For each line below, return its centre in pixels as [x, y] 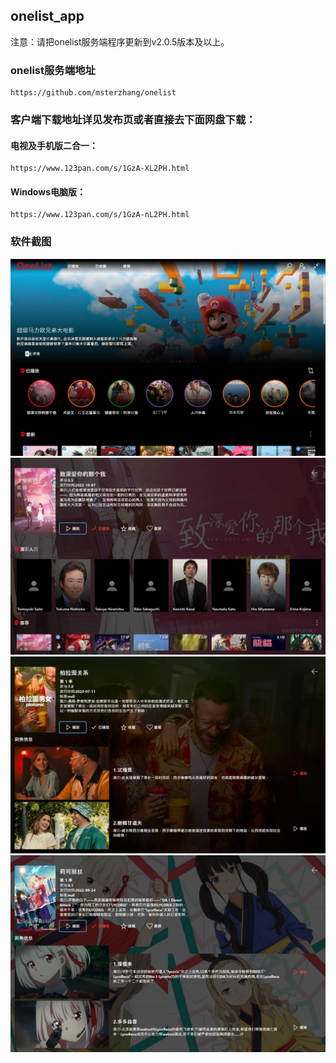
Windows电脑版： [48, 191]
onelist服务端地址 [53, 70]
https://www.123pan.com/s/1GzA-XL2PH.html [100, 169]
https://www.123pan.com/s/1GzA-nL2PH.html [100, 215]
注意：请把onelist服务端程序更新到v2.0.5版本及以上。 [120, 41]
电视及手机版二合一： [54, 145]
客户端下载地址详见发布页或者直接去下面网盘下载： [133, 120]
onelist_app [47, 16]
